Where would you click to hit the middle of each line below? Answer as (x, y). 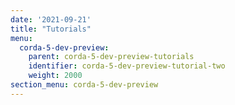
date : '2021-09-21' (51, 19)
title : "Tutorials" (51, 29)
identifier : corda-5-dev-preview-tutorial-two (127, 66)
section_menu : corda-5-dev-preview (84, 85)
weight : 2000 (55, 76)
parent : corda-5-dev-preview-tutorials (111, 57)
